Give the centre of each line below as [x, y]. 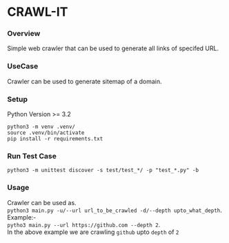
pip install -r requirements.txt [55, 139]
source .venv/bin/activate [46, 133]
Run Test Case [32, 156]
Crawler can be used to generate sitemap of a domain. [84, 81]
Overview [24, 34]
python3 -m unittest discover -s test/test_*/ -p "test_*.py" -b [103, 170]
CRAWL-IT [38, 12]
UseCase [23, 66]
